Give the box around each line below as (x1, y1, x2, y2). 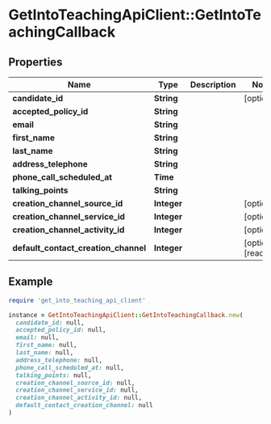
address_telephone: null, (15, 356, 103, 364)
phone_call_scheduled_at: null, (15, 363, 125, 371)
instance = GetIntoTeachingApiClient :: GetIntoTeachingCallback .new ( (8, 311, 244, 319)
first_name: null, (15, 341, 78, 350)
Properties (8, 55, 63, 69)
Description (190, 79, 236, 90)
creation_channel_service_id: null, (15, 386, 139, 394)
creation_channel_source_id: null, (15, 379, 135, 387)
